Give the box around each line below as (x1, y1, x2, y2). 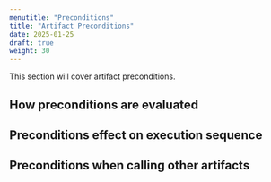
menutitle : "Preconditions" (9, 13, 115, 22)
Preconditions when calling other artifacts (9, 158, 250, 173)
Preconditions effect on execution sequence (9, 127, 263, 143)
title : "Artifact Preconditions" (9, 22, 135, 30)
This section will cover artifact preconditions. (9, 71, 176, 82)
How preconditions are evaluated (9, 97, 199, 112)
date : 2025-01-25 (9, 30, 74, 39)
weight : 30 (9, 47, 50, 56)
